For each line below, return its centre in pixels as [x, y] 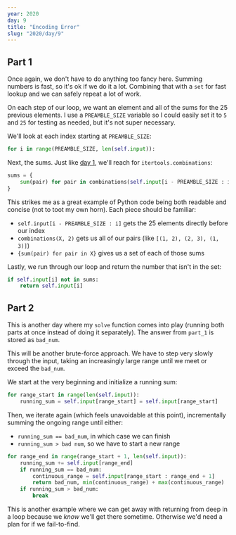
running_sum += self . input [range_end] [77, 463]
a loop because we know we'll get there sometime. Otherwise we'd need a [115, 517]
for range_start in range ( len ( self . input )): [73, 395]
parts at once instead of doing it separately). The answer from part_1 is [111, 332]
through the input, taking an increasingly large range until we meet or [107, 361]
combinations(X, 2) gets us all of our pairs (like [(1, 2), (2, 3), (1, [118, 238]
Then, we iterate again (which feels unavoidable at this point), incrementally [117, 415]
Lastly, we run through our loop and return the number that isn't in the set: [114, 266]
